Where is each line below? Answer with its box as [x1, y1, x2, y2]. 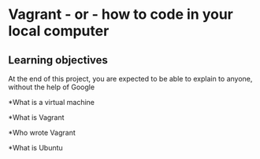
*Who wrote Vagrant [8, 128, 76, 137]
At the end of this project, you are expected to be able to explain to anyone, [8, 74, 253, 83]
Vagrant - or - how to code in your [8, 5, 234, 23]
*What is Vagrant [8, 113, 65, 122]
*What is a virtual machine [8, 98, 95, 107]
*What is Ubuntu [8, 143, 63, 152]
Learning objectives [8, 53, 109, 67]
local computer [8, 22, 110, 40]
